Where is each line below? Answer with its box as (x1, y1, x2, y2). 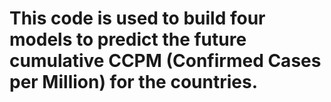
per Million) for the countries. (9, 71, 258, 94)
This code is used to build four (9, 7, 266, 30)
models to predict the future (9, 28, 247, 51)
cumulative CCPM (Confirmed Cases (9, 50, 322, 72)
